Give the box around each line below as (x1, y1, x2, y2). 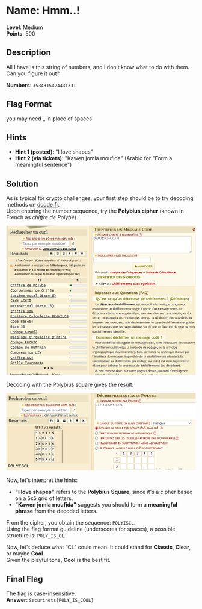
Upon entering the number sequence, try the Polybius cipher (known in (6, 207, 185, 214)
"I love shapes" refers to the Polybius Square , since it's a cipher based (14, 489, 194, 496)
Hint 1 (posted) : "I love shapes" (14, 148, 93, 155)
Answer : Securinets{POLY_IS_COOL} (6, 596, 94, 604)
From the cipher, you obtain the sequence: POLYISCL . (6, 519, 136, 526)
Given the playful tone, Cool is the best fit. (6, 557, 111, 564)
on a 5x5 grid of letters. (14, 495, 73, 502)
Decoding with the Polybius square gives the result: (6, 381, 134, 388)
